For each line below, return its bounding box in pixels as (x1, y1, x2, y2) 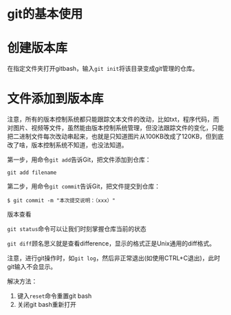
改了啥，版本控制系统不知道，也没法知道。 (7, 141, 128, 149)
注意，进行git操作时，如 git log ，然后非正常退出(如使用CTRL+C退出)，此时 (7, 254, 221, 262)
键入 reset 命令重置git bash (16, 292, 92, 300)
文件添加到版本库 (7, 91, 104, 107)
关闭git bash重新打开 (16, 301, 77, 309)
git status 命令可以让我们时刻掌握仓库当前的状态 (7, 225, 146, 233)
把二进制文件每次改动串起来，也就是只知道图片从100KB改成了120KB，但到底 (7, 132, 224, 141)
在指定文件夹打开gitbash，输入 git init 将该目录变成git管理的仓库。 (7, 65, 199, 73)
